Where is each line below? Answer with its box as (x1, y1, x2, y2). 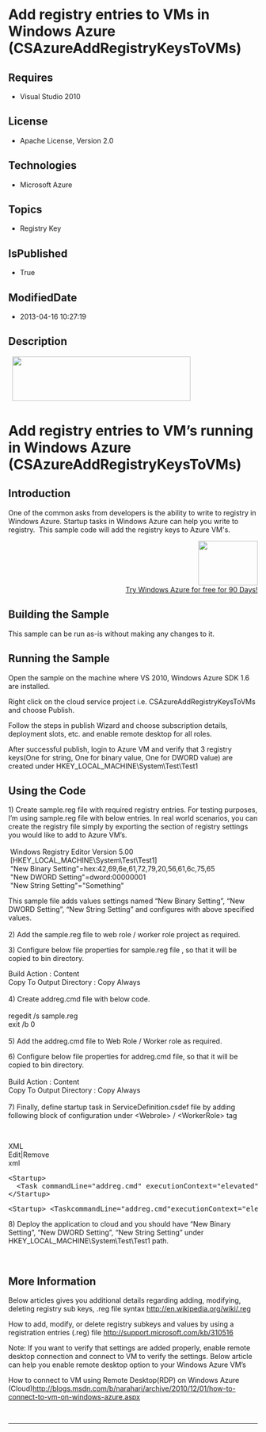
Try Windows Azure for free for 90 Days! (125, 584, 258, 594)
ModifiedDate (8, 291, 78, 304)
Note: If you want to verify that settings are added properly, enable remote (8, 1343, 251, 1353)
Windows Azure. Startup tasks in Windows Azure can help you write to (8, 516, 239, 526)
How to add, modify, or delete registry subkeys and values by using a (8, 1319, 234, 1329)
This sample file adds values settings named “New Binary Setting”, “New (8, 896, 245, 906)
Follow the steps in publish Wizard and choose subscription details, (8, 720, 228, 730)
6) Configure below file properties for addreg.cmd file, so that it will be (8, 1052, 238, 1062)
